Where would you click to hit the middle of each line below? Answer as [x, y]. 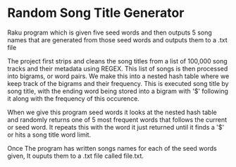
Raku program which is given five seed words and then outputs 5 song [110, 32]
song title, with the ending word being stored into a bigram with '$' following [118, 91]
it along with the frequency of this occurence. [73, 98]
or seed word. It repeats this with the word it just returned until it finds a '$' [116, 127]
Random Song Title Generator [96, 13]
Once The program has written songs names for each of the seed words [112, 148]
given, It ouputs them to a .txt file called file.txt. [76, 156]
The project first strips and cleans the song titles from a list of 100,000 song [117, 61]
